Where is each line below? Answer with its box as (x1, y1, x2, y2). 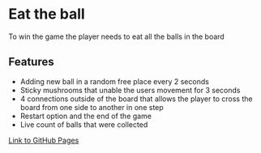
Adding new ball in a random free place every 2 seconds (19, 76, 209, 86)
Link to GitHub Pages (8, 135, 79, 145)
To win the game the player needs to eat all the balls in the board (8, 32, 225, 41)
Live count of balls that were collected (19, 119, 148, 130)
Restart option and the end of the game (19, 111, 152, 121)
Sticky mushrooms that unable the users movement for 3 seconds (19, 85, 241, 95)
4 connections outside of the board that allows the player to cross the (19, 94, 253, 104)
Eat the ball (8, 5, 85, 23)
